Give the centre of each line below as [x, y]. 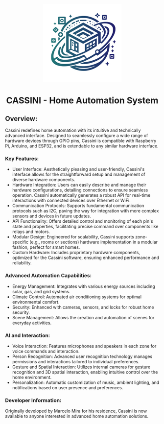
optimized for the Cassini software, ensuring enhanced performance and [85, 258]
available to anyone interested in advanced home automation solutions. [77, 416]
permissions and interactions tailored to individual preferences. [76, 361]
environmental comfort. [36, 302]
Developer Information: [33, 400]
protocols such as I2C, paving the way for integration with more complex [85, 211]
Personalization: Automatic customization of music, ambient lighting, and [86, 382]
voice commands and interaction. [46, 351]
